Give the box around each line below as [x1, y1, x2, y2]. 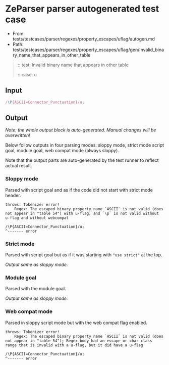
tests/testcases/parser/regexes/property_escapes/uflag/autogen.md [12, 36, 155, 42]
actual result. [5, 163, 32, 169]
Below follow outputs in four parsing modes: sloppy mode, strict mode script [5, 142, 164, 148]
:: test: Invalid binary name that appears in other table [17, 62, 129, 68]
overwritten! [5, 132, 30, 139]
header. [5, 192, 21, 198]
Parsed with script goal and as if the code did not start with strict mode [5, 187, 153, 193]
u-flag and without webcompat [5, 215, 69, 220]
